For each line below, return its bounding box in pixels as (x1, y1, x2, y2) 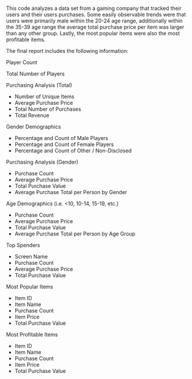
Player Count (6, 59, 38, 66)
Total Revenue (14, 112, 50, 119)
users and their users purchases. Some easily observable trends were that (6, 11, 186, 18)
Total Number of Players (6, 70, 65, 78)
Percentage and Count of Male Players (14, 135, 109, 142)
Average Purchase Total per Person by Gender (14, 189, 127, 196)
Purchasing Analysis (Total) (6, 82, 72, 89)
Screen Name (14, 253, 48, 260)
